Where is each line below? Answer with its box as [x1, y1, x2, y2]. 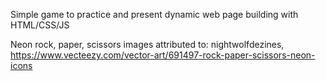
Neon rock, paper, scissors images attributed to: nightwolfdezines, [10, 39, 285, 50]
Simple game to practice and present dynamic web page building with [10, 9, 299, 20]
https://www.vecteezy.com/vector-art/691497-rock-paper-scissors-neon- [10, 49, 316, 61]
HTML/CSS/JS [10, 19, 70, 31]
